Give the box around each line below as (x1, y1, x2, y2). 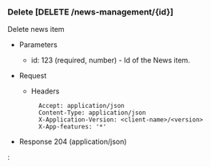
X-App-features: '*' (38, 123, 107, 131)
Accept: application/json (38, 102, 125, 110)
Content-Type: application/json (38, 109, 146, 117)
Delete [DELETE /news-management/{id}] (7, 6, 173, 18)
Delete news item (7, 25, 65, 34)
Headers (30, 86, 60, 96)
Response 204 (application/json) (18, 137, 127, 146)
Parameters (18, 40, 58, 50)
